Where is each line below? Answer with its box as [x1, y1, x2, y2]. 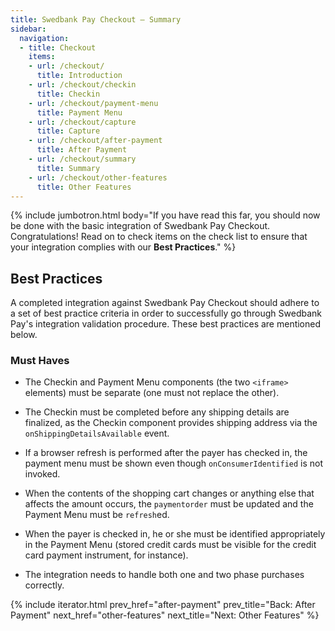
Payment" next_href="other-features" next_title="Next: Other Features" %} [10, 609, 320, 621]
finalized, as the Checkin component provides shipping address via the [24, 417, 318, 429]
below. [10, 329, 38, 341]
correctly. [24, 579, 65, 591]
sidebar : [10, 24, 47, 34]
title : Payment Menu [36, 107, 123, 118]
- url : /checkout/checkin [28, 80, 137, 90]
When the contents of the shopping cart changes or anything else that [24, 487, 315, 500]
